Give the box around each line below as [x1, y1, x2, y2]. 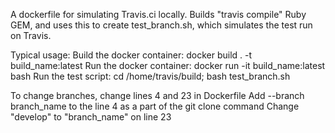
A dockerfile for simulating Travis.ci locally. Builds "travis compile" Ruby [10, 9, 307, 20]
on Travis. [10, 30, 52, 41]
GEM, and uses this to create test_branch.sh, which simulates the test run [10, 19, 313, 31]
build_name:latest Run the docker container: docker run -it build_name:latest [10, 60, 326, 71]
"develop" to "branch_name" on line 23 [10, 111, 172, 123]
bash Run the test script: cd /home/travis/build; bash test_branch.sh [10, 70, 291, 82]
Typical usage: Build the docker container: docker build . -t [10, 49, 253, 61]
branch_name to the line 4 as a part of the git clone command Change [10, 100, 300, 112]
